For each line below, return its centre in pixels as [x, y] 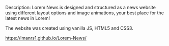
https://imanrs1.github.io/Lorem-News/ [46, 38]
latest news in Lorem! [28, 18]
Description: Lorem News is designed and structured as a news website [81, 7]
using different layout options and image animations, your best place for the [85, 13]
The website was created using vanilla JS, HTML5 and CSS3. [69, 28]
